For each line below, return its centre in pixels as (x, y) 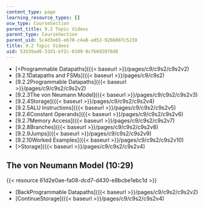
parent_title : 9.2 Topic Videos (47, 29)
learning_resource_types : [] (43, 18)
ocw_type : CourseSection (38, 23)
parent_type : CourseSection (42, 35)
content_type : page (31, 12)
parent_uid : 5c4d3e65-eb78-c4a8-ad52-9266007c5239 (72, 40)
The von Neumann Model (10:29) (70, 166)
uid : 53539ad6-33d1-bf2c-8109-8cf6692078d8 (62, 52)
